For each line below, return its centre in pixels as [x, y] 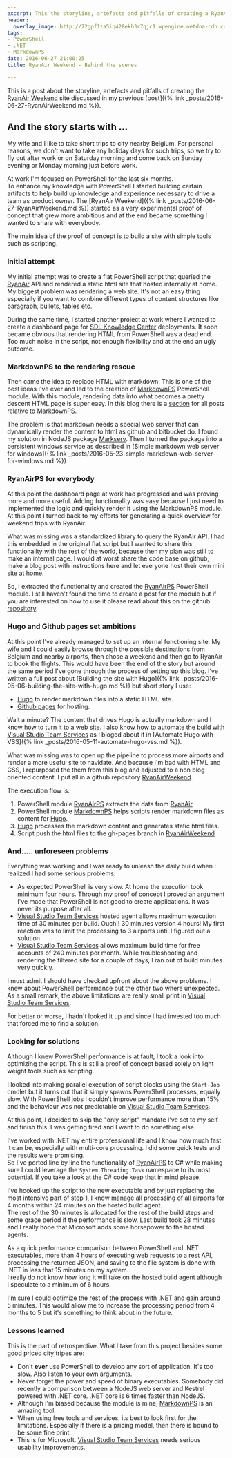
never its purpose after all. [54, 908]
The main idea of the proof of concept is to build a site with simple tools [109, 236]
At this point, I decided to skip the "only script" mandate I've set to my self [113, 1120]
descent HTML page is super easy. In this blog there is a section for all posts [116, 404]
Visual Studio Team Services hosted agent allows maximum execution [116, 916]
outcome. [21, 349]
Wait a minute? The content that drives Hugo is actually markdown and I [109, 719]
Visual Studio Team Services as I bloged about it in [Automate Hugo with [110, 734]
